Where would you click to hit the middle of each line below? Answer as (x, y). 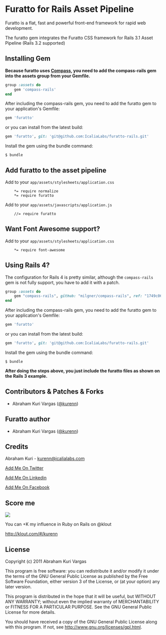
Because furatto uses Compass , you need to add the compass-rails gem (81, 70)
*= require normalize (36, 191)
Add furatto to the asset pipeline (56, 170)
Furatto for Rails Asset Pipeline (70, 9)
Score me (20, 503)
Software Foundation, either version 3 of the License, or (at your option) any (83, 581)
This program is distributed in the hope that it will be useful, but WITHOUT (81, 596)
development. (19, 28)
